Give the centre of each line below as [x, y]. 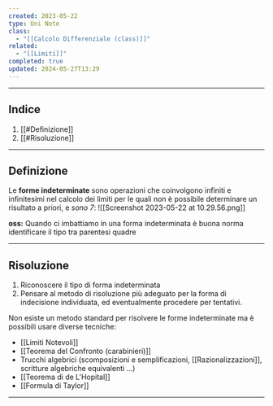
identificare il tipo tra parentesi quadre [72, 232]
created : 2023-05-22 [43, 16]
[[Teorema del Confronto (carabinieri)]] [86, 351]
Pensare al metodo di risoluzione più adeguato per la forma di [123, 294]
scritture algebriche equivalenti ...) [78, 369]
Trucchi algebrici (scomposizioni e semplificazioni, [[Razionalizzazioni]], [141, 360]
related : [23, 46]
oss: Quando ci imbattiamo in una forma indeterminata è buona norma [126, 224]
